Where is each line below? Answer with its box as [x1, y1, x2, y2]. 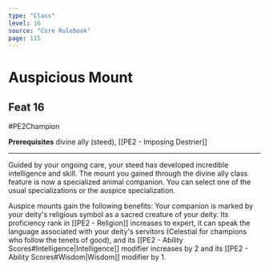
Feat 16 [8, 100, 45, 114]
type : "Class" [8, 11, 56, 20]
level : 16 [8, 19, 42, 27]
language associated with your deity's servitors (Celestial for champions [8, 227, 247, 236]
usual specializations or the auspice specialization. [8, 186, 176, 195]
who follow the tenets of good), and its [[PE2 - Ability [8, 236, 184, 245]
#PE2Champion [8, 122, 60, 131]
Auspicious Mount [8, 69, 134, 87]
